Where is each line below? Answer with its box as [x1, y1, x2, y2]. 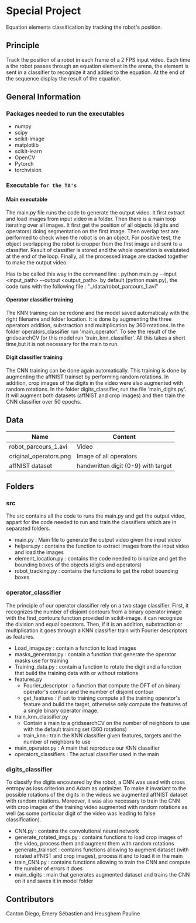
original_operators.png [9, 452, 71, 460]
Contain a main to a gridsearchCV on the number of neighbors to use [23, 719, 190, 726]
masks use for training [14, 657, 69, 664]
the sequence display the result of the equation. [6, 75, 122, 82]
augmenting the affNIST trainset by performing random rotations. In [6, 373, 169, 380]
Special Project [6, 4, 81, 18]
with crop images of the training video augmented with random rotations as [6, 804, 188, 811]
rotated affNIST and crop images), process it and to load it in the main [14, 852, 183, 860]
